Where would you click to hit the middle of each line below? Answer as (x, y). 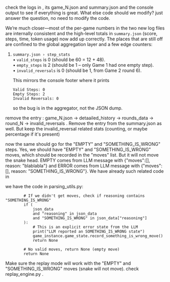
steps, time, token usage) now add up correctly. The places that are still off (84, 39)
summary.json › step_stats (41, 55)
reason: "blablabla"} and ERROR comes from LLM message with (73, 166)
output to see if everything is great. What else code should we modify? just (84, 13)
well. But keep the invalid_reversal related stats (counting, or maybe (77, 129)
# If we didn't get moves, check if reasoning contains (84, 196)
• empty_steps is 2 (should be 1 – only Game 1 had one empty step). (83, 65)
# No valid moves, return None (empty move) (72, 249)
